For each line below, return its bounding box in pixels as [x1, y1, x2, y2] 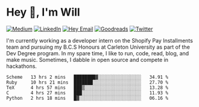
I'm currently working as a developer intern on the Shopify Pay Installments [6, 37, 193, 44]
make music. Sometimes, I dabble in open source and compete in [6, 56, 169, 63]
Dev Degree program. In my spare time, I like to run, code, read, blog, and [6, 49, 189, 57]
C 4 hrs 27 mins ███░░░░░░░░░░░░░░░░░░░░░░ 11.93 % [6, 90, 169, 96]
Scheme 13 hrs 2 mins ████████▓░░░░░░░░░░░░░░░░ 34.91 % [6, 74, 169, 80]
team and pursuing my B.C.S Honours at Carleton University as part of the [6, 43, 190, 50]
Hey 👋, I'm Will [6, 5, 80, 19]
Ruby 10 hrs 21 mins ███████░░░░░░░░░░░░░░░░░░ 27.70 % [6, 79, 169, 85]
